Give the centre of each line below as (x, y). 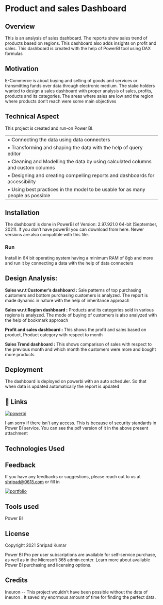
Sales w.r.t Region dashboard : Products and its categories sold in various (80, 310)
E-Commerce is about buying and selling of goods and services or (71, 80)
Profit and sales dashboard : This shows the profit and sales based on (76, 329)
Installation (22, 213)
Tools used (22, 507)
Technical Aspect (32, 116)
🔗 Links (16, 402)
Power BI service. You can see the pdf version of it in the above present (77, 428)
